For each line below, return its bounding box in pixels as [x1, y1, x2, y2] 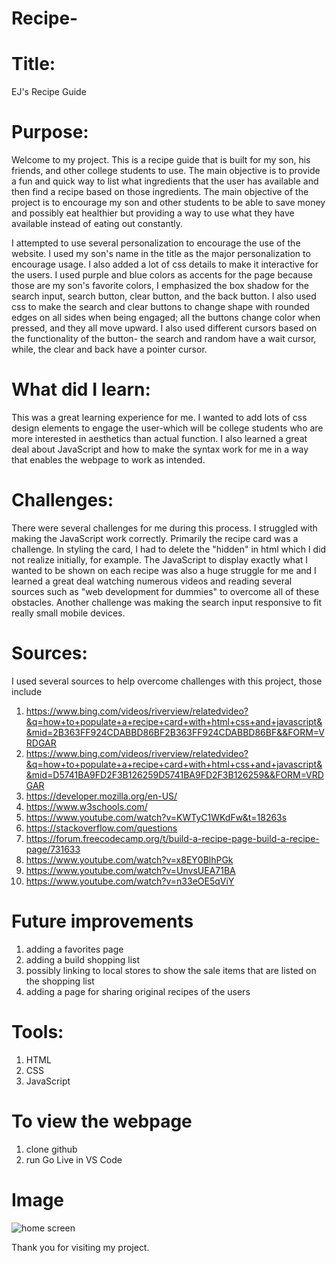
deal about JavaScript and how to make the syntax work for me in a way [11, 443, 309, 455]
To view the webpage [11, 1110, 193, 1132]
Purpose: [11, 121, 89, 144]
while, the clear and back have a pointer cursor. [11, 343, 208, 356]
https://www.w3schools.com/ [25, 800, 148, 812]
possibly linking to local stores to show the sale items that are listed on [25, 964, 317, 976]
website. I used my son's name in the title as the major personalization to [11, 248, 311, 260]
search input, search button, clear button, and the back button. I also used [11, 290, 317, 302]
